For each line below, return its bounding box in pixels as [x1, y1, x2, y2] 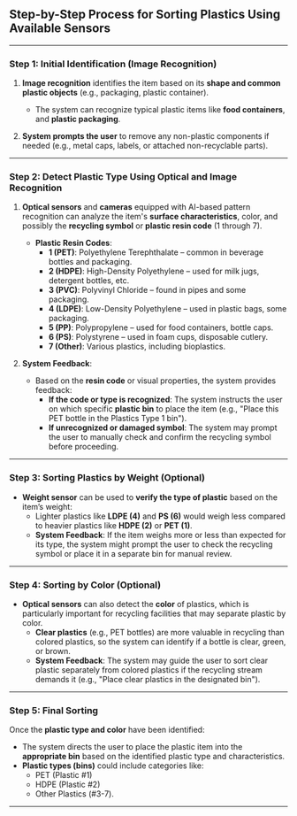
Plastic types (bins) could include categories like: [21, 760, 205, 771]
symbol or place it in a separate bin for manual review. [34, 548, 232, 558]
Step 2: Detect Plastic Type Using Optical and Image [9, 171, 237, 183]
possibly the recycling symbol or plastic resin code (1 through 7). [21, 220, 263, 231]
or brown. [34, 646, 71, 656]
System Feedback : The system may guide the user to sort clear [34, 655, 269, 666]
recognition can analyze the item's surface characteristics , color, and [21, 212, 278, 222]
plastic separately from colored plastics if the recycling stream [34, 665, 263, 675]
